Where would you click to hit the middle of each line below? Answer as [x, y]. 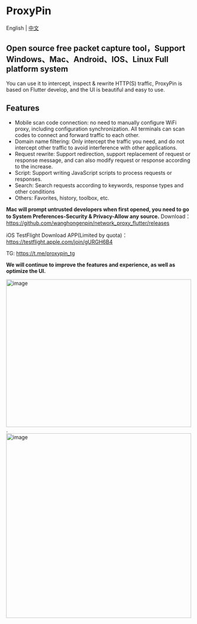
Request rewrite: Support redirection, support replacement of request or [103, 154]
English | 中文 [23, 28]
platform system [37, 69]
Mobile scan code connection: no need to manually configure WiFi [96, 122]
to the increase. [34, 166]
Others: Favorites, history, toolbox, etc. [62, 198]
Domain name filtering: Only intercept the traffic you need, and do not [99, 141]
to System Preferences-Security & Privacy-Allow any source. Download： [98, 216]
